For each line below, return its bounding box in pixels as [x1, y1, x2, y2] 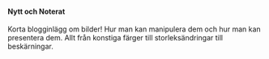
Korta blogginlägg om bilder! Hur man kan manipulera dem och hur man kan [7, 24, 261, 34]
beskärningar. [7, 41, 53, 52]
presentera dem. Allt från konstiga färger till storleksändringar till [7, 33, 224, 43]
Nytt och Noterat [7, 6, 66, 16]
